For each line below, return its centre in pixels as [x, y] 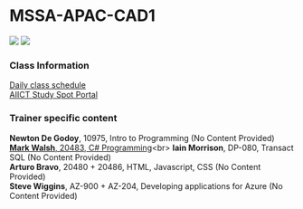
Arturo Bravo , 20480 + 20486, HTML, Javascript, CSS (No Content [135, 166]
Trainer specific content [63, 119]
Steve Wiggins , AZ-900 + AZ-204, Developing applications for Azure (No [146, 185]
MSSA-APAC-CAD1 [82, 16]
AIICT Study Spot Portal [53, 95]
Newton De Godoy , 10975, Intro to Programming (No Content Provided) [142, 138]
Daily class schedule [47, 85]
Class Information [50, 65]
